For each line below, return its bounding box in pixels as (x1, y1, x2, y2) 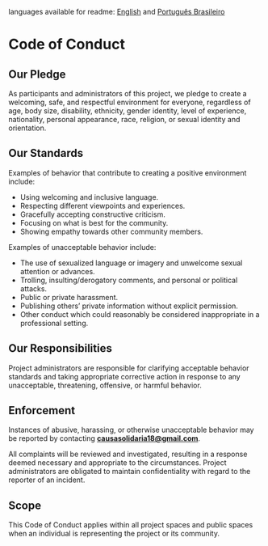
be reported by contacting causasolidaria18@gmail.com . (8, 434, 200, 443)
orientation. (8, 123, 47, 133)
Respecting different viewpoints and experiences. (19, 201, 186, 210)
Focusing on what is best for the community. (19, 218, 169, 227)
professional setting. (19, 318, 89, 328)
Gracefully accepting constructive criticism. (19, 210, 165, 219)
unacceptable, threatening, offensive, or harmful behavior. (8, 380, 202, 390)
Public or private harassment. (19, 292, 119, 302)
